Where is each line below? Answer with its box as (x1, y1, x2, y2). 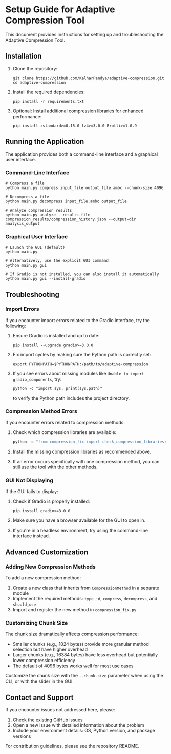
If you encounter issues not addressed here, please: (5, 707, 115, 713)
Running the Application (5, 137, 84, 146)
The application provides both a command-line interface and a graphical (5, 150, 158, 157)
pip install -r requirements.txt (12, 99, 84, 104)
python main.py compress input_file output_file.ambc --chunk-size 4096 (5, 185, 164, 191)
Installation (5, 52, 42, 61)
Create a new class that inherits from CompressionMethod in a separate (12, 585, 160, 591)
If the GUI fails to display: (5, 488, 58, 495)
